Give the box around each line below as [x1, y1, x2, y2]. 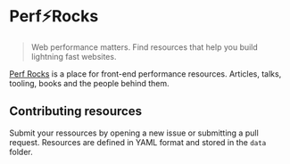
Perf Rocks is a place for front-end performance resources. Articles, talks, [9, 68, 282, 79]
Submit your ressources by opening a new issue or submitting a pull [9, 127, 259, 138]
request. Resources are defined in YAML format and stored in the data [9, 136, 267, 147]
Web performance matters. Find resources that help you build [30, 41, 259, 53]
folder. [9, 146, 33, 157]
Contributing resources [9, 103, 143, 119]
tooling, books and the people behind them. [9, 78, 170, 88]
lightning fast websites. [30, 51, 117, 61]
